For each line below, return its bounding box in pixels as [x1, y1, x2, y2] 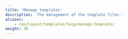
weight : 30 [5, 26, 28, 31]
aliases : [5, 17, 24, 22]
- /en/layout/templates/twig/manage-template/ [14, 21, 115, 27]
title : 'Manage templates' [5, 7, 62, 13]
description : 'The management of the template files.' [5, 12, 124, 17]
